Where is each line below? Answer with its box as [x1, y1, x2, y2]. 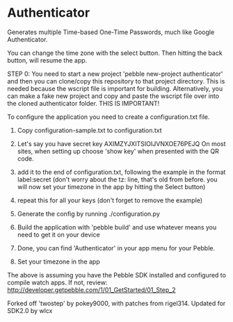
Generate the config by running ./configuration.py [17, 209, 160, 218]
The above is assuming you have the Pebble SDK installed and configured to [7, 271, 226, 279]
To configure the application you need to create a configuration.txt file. [7, 113, 210, 121]
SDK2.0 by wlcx [7, 306, 53, 314]
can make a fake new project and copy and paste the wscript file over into [7, 92, 220, 100]
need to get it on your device [17, 230, 100, 239]
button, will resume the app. [7, 56, 88, 64]
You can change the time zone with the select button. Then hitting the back [7, 49, 223, 57]
